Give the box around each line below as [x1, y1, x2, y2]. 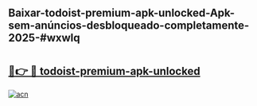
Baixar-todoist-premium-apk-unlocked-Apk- [8, 6, 236, 20]
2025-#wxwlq [8, 31, 80, 45]
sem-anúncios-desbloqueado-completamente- [8, 19, 250, 33]
